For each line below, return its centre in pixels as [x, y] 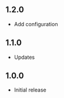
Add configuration [36, 24]
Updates [24, 57]
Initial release [30, 90]
